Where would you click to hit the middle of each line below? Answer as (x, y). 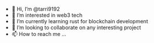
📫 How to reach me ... (39, 34)
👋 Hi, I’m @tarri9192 (36, 9)
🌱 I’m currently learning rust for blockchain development (80, 21)
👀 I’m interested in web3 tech (47, 15)
